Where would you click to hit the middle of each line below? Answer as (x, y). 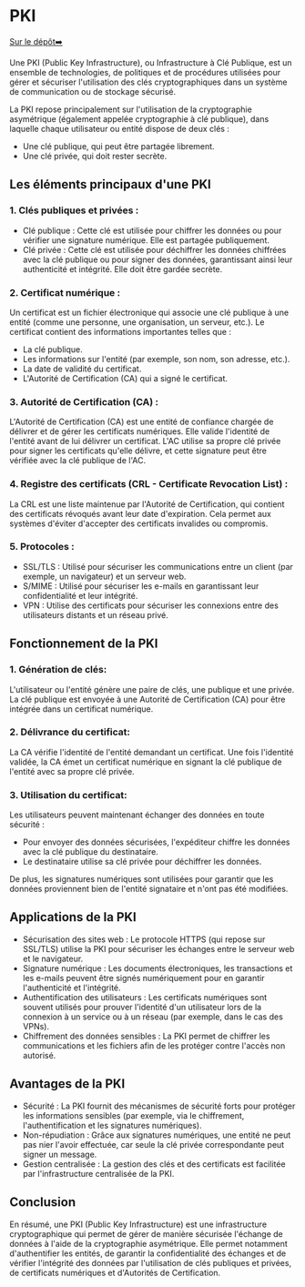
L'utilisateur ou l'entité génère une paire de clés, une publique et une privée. (152, 689)
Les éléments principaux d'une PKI (110, 184)
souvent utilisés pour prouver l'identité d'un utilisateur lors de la (142, 1007)
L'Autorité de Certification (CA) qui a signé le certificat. (125, 378)
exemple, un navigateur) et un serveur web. (104, 576)
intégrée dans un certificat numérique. (81, 709)
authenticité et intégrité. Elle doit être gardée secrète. (122, 269)
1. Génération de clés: (58, 670)
